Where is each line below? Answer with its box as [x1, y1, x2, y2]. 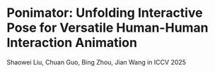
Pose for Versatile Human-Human [6, 20, 209, 36]
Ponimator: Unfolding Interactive [6, 5, 203, 21]
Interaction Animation [6, 35, 137, 51]
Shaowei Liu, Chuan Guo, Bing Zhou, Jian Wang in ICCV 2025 [6, 58, 187, 66]
